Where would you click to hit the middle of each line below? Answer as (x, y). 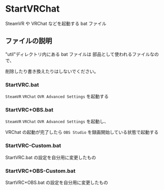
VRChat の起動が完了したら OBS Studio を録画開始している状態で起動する (82, 132)
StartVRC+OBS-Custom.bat (40, 171)
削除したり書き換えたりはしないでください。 (52, 71)
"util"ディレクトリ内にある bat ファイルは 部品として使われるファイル (78, 54)
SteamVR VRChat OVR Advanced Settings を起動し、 (57, 122)
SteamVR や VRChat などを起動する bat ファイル (56, 23)
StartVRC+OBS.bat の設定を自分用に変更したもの (57, 182)
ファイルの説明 (29, 41)
